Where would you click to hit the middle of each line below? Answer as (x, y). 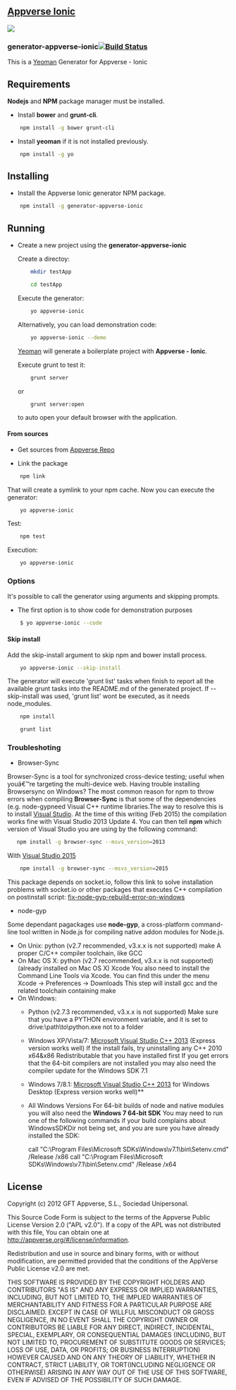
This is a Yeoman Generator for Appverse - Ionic (77, 62)
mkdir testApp (51, 272)
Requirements (39, 84)
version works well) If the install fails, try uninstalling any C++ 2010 (125, 1048)
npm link (33, 476)
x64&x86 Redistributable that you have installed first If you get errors (128, 1056)
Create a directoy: (44, 259)
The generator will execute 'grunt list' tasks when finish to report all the (111, 681)
